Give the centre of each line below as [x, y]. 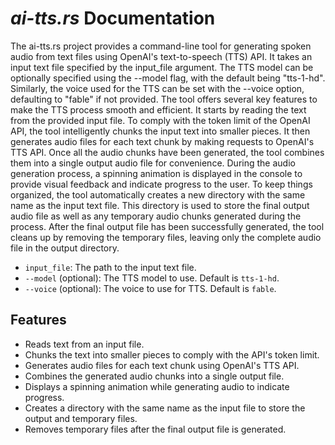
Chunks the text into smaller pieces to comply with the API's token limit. [172, 354]
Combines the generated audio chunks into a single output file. [154, 376]
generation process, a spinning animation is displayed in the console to [156, 173]
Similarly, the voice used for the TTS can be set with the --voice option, [157, 88]
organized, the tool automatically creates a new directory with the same [158, 194]
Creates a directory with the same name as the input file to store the [165, 408]
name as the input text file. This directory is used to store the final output [160, 205]
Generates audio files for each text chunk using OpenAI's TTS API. [162, 365]
